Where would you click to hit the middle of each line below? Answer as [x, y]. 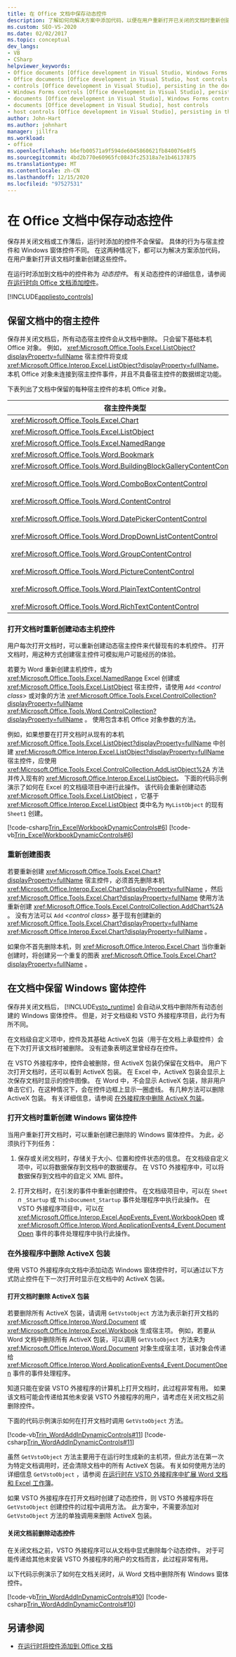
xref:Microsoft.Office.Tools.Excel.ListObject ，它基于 [83, 796]
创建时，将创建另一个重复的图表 [53, 955]
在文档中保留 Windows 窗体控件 [77, 988]
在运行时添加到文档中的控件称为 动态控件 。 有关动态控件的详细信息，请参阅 [117, 274]
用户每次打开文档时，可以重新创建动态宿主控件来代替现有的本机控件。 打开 [116, 646]
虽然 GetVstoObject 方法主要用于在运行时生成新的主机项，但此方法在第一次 [116, 1457]
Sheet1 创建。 [27, 813]
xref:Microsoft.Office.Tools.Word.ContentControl [91, 501]
